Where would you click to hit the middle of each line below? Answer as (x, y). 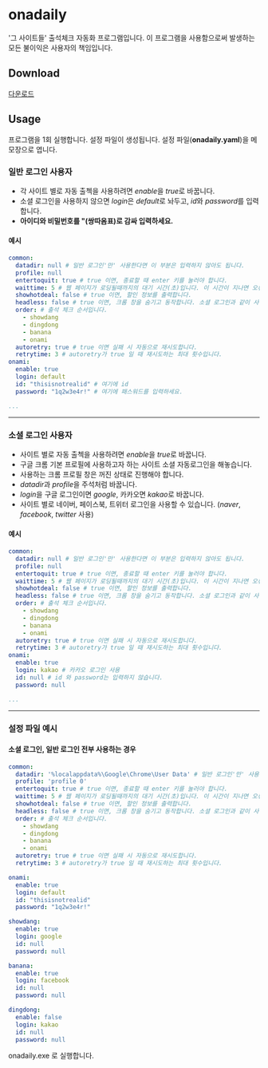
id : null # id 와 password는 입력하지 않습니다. (89, 677)
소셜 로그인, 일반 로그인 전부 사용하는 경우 (72, 750)
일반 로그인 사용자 (41, 172)
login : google (39, 937)
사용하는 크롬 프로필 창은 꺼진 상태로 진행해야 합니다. (102, 474)
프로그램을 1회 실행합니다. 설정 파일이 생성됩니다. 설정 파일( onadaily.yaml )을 (129, 139)
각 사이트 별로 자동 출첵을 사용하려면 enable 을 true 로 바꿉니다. (117, 191)
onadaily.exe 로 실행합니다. (51, 1056)
